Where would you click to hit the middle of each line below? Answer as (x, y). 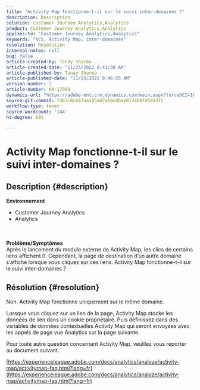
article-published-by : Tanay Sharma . (54, 73)
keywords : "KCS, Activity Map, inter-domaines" (66, 39)
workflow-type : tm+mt (33, 106)
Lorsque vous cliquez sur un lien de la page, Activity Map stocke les (90, 314)
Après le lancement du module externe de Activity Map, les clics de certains (100, 250)
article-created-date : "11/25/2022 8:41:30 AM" (66, 67)
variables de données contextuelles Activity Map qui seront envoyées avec (98, 326)
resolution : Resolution (36, 45)
